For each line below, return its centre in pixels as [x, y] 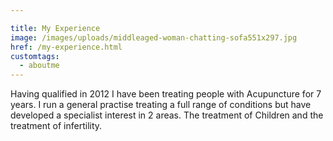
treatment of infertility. [56, 126]
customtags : [35, 56]
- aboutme [39, 66]
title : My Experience [55, 28]
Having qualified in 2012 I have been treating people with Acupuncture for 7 [166, 94]
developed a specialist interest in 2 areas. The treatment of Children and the [167, 115]
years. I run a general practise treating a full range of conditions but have [161, 105]
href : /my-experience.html [66, 47]
